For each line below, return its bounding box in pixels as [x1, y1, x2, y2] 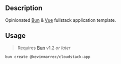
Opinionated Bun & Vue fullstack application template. [5, 17, 116, 23]
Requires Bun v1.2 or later [17, 45, 71, 51]
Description [5, 4, 42, 12]
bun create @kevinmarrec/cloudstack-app [5, 54, 91, 59]
